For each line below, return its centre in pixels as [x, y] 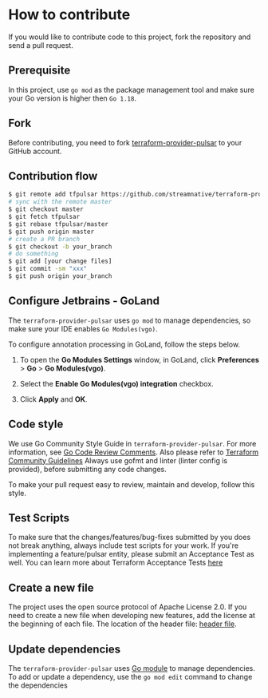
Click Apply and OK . [53, 399]
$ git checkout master [46, 209]
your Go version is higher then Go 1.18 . [73, 98]
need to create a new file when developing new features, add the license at [132, 616]
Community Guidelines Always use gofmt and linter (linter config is [118, 460]
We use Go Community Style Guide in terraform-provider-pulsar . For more [132, 443]
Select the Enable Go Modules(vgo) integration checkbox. [116, 383]
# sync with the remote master [60, 202]
